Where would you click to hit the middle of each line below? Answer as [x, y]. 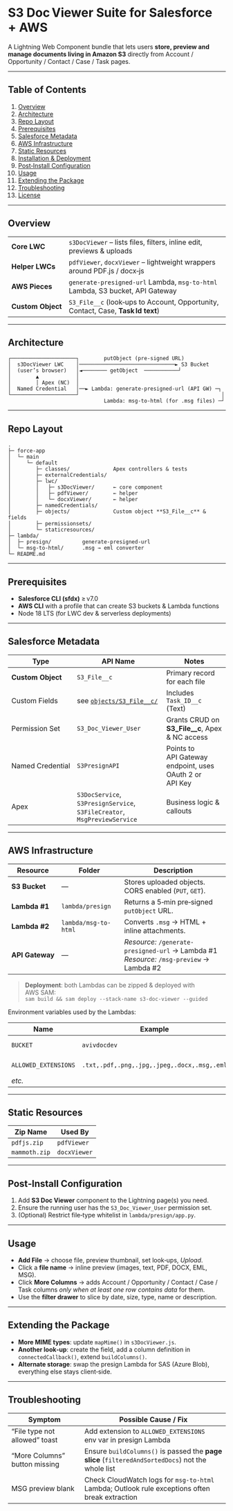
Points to [180, 748]
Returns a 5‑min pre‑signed [168, 902]
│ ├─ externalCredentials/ [58, 475]
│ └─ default [33, 463]
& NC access [187, 737]
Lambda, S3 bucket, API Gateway [123, 291]
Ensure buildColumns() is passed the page [153, 1451]
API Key [179, 783]
